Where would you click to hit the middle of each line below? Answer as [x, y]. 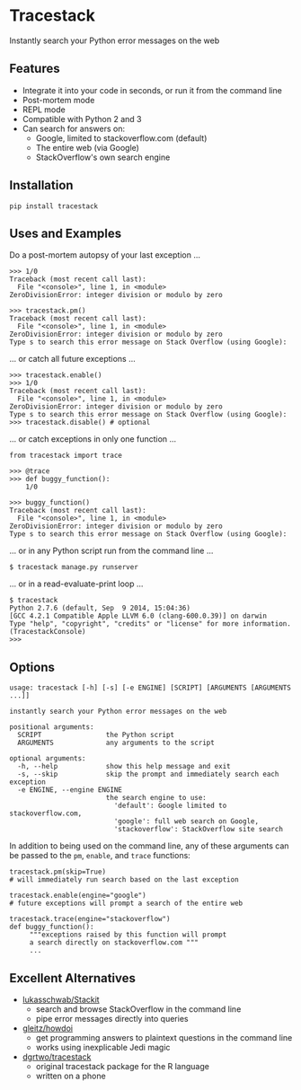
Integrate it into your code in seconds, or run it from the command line [152, 90]
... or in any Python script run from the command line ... [111, 551]
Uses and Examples [66, 233]
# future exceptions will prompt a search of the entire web [126, 903]
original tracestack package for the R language [122, 1066]
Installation [41, 185]
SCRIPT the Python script [96, 735]
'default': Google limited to [170, 806]
